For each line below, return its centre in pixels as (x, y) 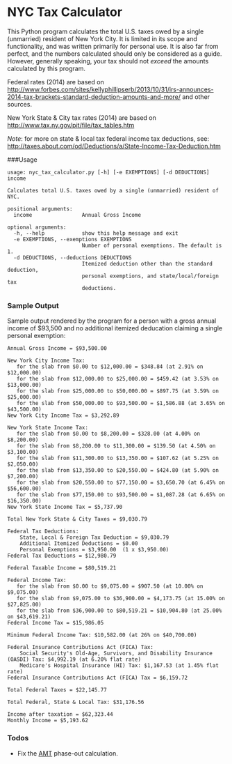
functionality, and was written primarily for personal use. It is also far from (113, 46)
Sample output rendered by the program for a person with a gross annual (112, 321)
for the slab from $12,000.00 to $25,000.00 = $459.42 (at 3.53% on (117, 379)
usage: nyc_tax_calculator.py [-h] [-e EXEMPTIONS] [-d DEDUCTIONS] (108, 172)
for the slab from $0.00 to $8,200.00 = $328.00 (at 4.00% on (108, 434)
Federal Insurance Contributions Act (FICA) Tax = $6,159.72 (98, 678)
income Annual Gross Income (77, 215)
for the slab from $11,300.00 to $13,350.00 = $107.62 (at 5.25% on (117, 458)
